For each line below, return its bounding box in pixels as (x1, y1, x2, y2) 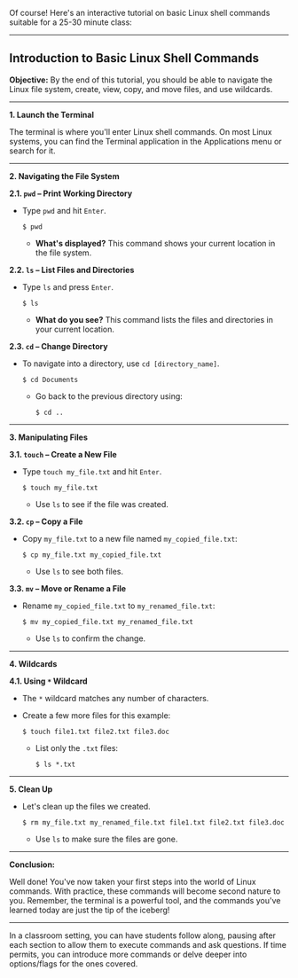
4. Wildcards (9, 658, 58, 669)
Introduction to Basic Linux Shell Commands (9, 51, 260, 66)
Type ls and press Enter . (21, 281, 114, 292)
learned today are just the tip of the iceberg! (9, 904, 170, 915)
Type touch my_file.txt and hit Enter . (21, 466, 162, 477)
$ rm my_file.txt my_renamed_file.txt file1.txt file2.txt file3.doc (21, 818, 286, 827)
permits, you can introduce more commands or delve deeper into (9, 949, 247, 959)
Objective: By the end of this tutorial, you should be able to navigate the (9, 74, 273, 85)
